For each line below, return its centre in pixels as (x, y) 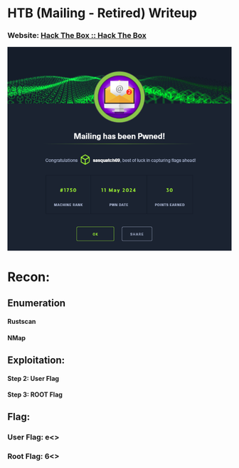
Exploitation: (36, 360)
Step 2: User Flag (33, 378)
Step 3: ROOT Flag (35, 395)
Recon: (29, 277)
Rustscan (22, 321)
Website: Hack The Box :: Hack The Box (77, 36)
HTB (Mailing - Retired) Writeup (102, 13)
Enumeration (37, 304)
